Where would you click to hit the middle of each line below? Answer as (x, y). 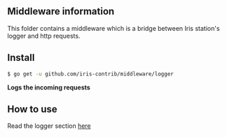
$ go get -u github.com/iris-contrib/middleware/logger (90, 74)
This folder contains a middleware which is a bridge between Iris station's (113, 28)
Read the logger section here (49, 126)
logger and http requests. (44, 36)
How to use (32, 109)
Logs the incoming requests (49, 87)
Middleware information (61, 12)
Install (21, 58)
